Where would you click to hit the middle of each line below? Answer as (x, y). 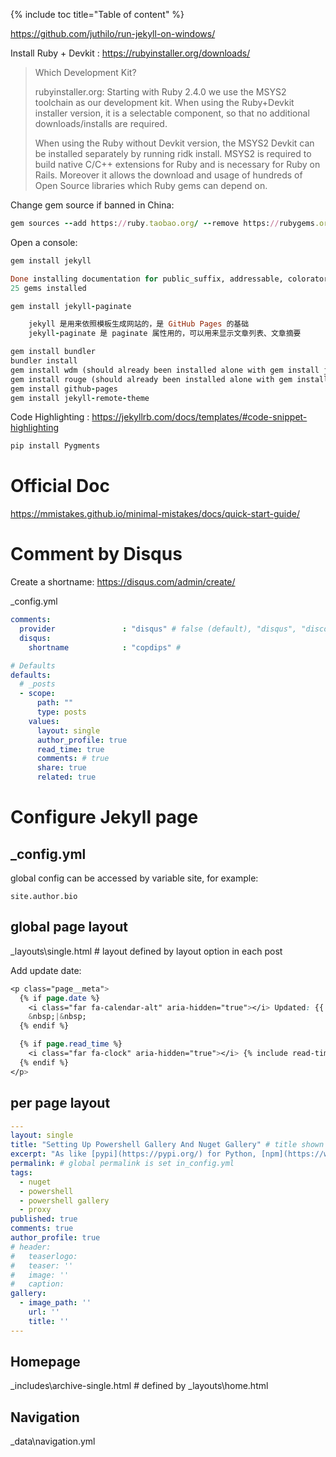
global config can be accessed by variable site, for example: (134, 878)
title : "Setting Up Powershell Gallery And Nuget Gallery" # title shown (167, 1145)
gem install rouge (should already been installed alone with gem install (169, 379)
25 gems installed (48, 288)
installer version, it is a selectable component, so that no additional (172, 113)
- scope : (37, 694)
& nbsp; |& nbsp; (57, 1017)
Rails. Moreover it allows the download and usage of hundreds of (168, 175)
